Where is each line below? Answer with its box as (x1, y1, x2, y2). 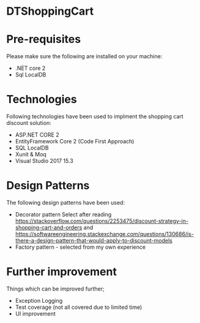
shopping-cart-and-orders (15, 224, 83, 231)
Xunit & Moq (15, 151, 47, 158)
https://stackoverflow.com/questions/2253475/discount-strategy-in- (15, 218, 188, 224)
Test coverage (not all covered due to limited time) (15, 303, 143, 311)
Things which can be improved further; (6, 285, 105, 292)
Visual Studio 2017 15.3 (15, 158, 73, 165)
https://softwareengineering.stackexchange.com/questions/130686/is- (15, 230, 194, 237)
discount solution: (6, 120, 51, 127)
